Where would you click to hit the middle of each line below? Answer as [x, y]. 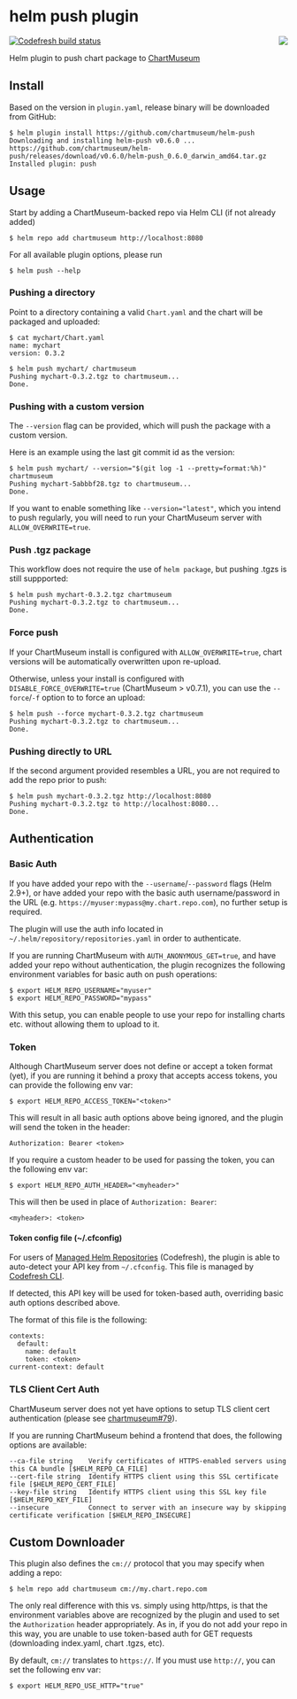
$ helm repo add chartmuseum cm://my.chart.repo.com [108, 1589]
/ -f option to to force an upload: [87, 697]
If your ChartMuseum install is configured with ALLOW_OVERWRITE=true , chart [146, 652]
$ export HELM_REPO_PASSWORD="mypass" [80, 998]
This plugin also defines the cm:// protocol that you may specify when [137, 1563]
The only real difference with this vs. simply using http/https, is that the [138, 1606]
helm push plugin [74, 16]
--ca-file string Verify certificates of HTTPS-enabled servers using [148, 1461]
